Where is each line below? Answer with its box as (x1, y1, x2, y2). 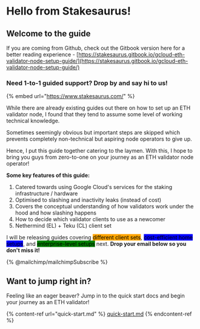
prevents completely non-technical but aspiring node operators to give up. (6, 135, 192, 143)
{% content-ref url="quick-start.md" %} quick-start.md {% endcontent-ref (6, 310, 192, 317)
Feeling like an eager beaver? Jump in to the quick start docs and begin (6, 292, 185, 299)
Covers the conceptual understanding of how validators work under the (15, 203, 194, 210)
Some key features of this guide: (6, 171, 90, 179)
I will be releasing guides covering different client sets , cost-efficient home (6, 234, 193, 241)
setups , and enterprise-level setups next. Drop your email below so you (6, 241, 187, 248)
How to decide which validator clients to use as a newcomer (15, 216, 165, 223)
